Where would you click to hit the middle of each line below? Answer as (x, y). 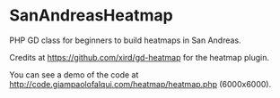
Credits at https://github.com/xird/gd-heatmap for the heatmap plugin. (139, 57)
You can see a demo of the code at (74, 74)
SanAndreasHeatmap (91, 16)
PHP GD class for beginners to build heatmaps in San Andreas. (125, 40)
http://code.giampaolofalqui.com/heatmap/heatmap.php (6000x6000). (140, 84)
